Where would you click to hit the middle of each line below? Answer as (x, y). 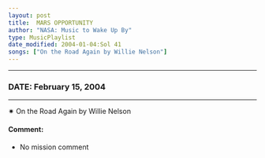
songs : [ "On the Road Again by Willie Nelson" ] (88, 52)
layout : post (30, 15)
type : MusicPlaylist (42, 37)
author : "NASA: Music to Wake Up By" (70, 30)
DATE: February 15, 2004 (57, 86)
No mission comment (54, 147)
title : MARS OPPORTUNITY (50, 23)
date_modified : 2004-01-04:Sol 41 (65, 45)
